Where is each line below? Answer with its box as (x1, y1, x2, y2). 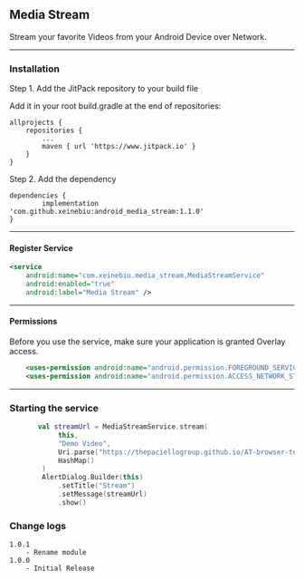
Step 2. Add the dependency (9, 174, 117, 185)
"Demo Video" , (57, 439, 111, 448)
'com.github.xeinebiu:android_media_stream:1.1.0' (9, 208, 204, 217)
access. (9, 346, 39, 357)
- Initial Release (25, 564, 95, 574)
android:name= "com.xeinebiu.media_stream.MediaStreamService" (25, 271, 265, 280)
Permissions (9, 316, 58, 327)
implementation (42, 199, 100, 208)
